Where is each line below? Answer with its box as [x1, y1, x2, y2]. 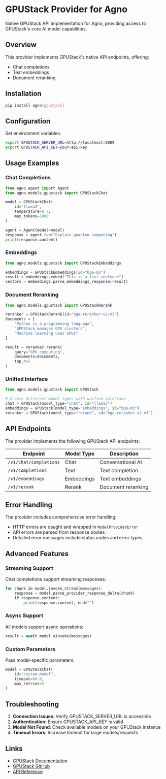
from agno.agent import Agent [5, 185, 70, 191]
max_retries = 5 [14, 681, 44, 686]
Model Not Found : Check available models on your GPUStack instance [12, 724, 161, 730]
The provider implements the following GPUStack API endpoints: [5, 438, 140, 444]
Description [110, 450, 139, 457]
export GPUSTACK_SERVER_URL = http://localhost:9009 [5, 140, 115, 145]
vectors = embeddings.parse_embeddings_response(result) [5, 279, 128, 284]
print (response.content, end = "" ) [23, 600, 94, 605]
